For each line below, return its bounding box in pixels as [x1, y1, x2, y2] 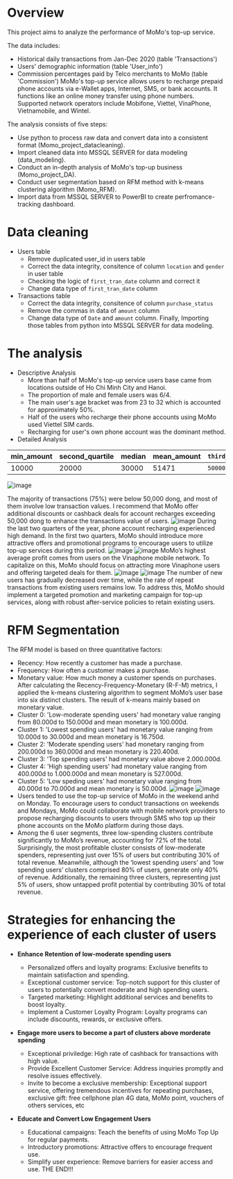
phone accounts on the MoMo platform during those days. [17, 821, 184, 829]
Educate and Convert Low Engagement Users [17, 1114, 151, 1123]
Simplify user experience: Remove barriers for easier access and [27, 1157, 213, 1166]
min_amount [10, 451, 53, 461]
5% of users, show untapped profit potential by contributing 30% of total [17, 880, 226, 888]
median [120, 451, 146, 461]
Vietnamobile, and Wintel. [17, 106, 91, 115]
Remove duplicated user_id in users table [27, 254, 146, 263]
